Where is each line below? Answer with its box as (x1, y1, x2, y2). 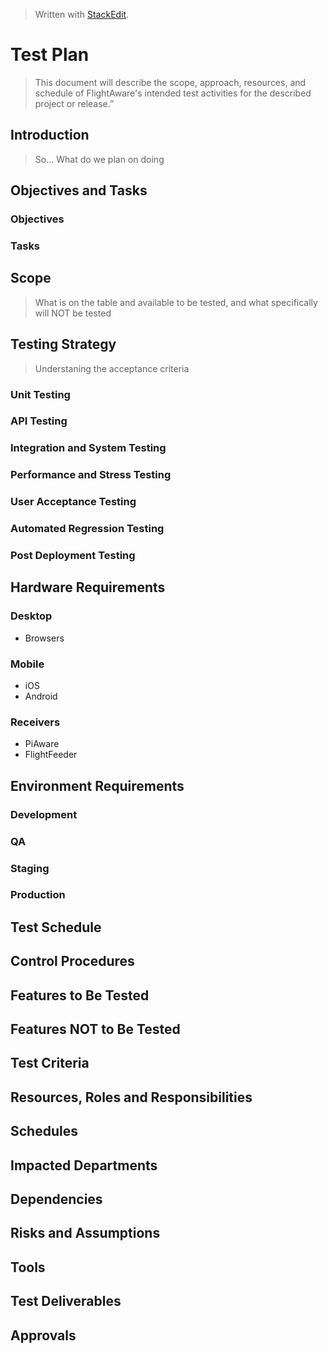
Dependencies (10, 1190, 103, 1208)
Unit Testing (10, 387, 71, 401)
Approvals (10, 1327, 77, 1344)
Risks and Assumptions (10, 1225, 161, 1242)
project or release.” (34, 97, 115, 109)
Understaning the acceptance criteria (34, 362, 190, 374)
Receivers (10, 715, 61, 729)
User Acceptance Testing (10, 495, 137, 509)
